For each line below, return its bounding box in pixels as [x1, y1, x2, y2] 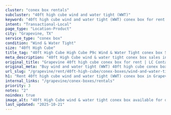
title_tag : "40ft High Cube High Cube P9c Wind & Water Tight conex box [5, 50, 163, 55]
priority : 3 [5, 83, 31, 88]
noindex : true [5, 93, 36, 98]
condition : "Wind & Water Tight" [5, 41, 76, 46]
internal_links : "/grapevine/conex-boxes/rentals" [5, 78, 115, 83]
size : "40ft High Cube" [5, 45, 56, 50]
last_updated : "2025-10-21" [5, 102, 65, 107]
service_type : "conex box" [5, 36, 63, 41]
